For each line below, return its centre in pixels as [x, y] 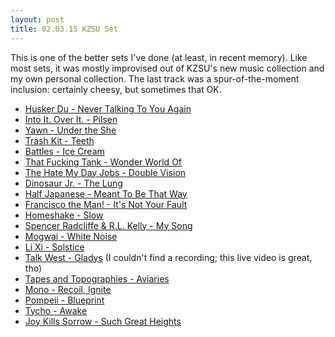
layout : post [37, 19]
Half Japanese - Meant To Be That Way [106, 193]
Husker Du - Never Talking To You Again [108, 108]
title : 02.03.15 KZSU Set [64, 29]
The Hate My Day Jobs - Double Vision [105, 172]
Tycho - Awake [56, 310]
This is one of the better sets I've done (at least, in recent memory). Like [159, 57]
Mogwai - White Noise [71, 236]
